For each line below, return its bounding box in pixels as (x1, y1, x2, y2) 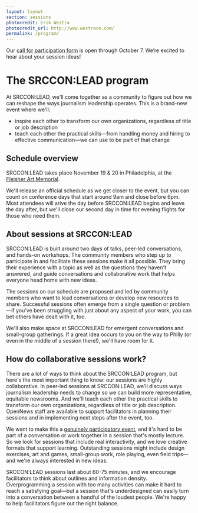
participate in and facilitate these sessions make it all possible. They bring (6, 257, 186, 264)
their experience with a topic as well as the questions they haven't (6, 264, 167, 271)
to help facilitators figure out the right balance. (6, 499, 119, 506)
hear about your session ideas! (6, 53, 81, 60)
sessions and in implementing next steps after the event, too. (6, 414, 154, 421)
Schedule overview (6, 153, 78, 163)
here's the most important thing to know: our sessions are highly (6, 376, 163, 383)
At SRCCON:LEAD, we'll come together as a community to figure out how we (6, 93, 192, 101)
